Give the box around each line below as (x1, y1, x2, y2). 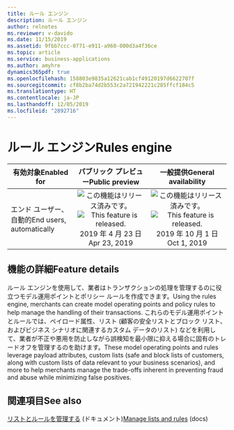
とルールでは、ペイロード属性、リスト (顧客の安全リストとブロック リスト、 (7, 316, 226, 325)
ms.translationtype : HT (7, 88, 77, 95)
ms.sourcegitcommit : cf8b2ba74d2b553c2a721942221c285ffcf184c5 (7, 82, 195, 89)
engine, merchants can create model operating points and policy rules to (7, 300, 216, 308)
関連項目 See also (7, 394, 82, 406)
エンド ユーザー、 (10, 204, 68, 214)
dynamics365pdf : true (7, 68, 70, 75)
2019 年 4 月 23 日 (79, 229, 142, 238)
